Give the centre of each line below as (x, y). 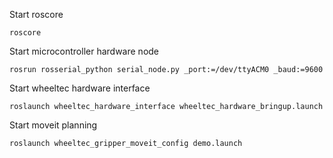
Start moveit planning (53, 125)
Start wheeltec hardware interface (80, 88)
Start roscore (36, 14)
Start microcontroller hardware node (84, 51)
